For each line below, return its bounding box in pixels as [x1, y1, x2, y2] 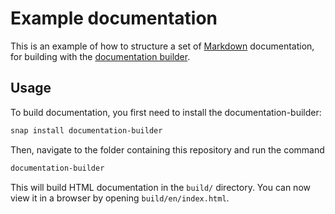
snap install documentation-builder [10, 125, 163, 136]
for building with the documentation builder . [10, 50, 191, 62]
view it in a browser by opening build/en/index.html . [10, 192, 230, 204]
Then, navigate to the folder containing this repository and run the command [10, 143, 325, 156]
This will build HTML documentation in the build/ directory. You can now [10, 181, 311, 193]
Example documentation [10, 7, 218, 30]
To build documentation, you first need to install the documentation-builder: [10, 106, 322, 118]
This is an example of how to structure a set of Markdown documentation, [10, 40, 315, 52]
